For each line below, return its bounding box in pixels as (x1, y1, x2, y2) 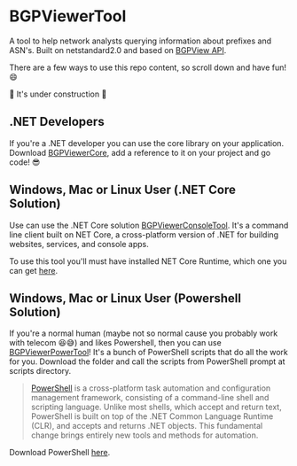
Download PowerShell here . (9, 447, 111, 458)
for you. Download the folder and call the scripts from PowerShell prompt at (9, 356, 285, 367)
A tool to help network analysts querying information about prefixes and (9, 35, 272, 46)
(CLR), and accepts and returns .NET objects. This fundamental (30, 421, 263, 431)
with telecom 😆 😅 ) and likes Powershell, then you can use (9, 338, 222, 348)
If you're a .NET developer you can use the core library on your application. (9, 137, 285, 148)
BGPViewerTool (9, 6, 127, 27)
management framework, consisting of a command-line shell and (30, 392, 270, 403)
